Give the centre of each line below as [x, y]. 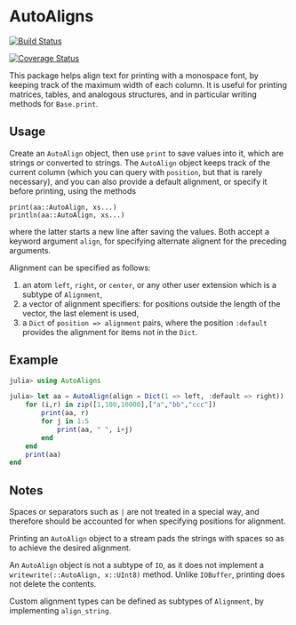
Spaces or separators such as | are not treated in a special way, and [134, 512]
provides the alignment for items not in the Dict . [110, 332]
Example [34, 361]
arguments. [30, 250]
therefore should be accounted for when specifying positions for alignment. [148, 521]
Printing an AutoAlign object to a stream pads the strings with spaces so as [147, 539]
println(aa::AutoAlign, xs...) [67, 215]
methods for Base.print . [54, 103]
